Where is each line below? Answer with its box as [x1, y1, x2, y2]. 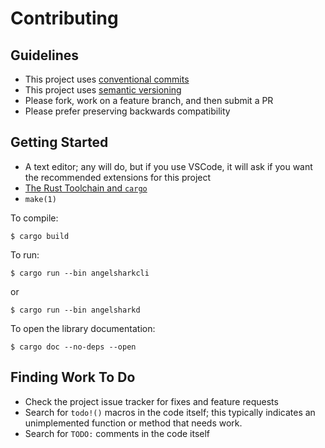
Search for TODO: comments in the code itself [24, 427, 211, 439]
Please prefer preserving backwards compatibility [24, 105, 231, 117]
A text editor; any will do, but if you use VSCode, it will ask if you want [24, 160, 313, 172]
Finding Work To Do [10, 369, 136, 386]
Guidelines [10, 47, 79, 64]
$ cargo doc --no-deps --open [10, 342, 137, 352]
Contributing [10, 7, 119, 30]
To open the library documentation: [10, 322, 156, 334]
